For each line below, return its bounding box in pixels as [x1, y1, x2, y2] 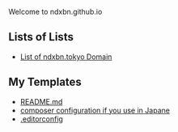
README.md [19, 96, 63, 106]
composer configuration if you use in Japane [19, 105, 170, 115]
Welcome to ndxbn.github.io [8, 7, 103, 16]
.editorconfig [19, 113, 63, 124]
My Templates [8, 75, 83, 89]
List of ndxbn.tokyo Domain [19, 52, 112, 62]
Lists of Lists [8, 30, 74, 44]
